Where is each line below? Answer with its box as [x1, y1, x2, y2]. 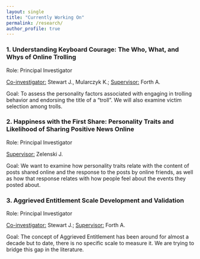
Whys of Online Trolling [6, 53, 76, 61]
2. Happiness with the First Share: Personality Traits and [6, 118, 174, 126]
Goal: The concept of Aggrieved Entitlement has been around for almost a [6, 233, 189, 240]
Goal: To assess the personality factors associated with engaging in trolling [6, 90, 192, 97]
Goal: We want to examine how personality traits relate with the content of [6, 162, 189, 169]
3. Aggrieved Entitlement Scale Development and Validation [6, 196, 184, 204]
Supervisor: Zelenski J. [6, 150, 63, 157]
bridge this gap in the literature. [6, 246, 84, 253]
